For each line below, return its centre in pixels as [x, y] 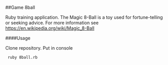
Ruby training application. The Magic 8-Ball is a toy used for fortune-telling [84, 17]
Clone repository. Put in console [39, 48]
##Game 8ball [20, 7]
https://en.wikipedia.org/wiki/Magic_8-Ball [50, 28]
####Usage [18, 38]
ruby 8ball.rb [23, 57]
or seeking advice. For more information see [52, 23]
